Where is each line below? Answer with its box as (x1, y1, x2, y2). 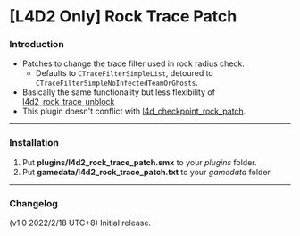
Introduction (9, 38, 64, 51)
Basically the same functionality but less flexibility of (21, 87, 216, 97)
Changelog (9, 197, 58, 209)
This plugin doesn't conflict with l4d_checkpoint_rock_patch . (21, 105, 246, 117)
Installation (9, 137, 60, 149)
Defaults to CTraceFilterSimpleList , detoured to (35, 68, 213, 79)
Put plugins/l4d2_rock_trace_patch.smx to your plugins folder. (21, 156, 257, 167)
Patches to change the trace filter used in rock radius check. (21, 58, 246, 69)
